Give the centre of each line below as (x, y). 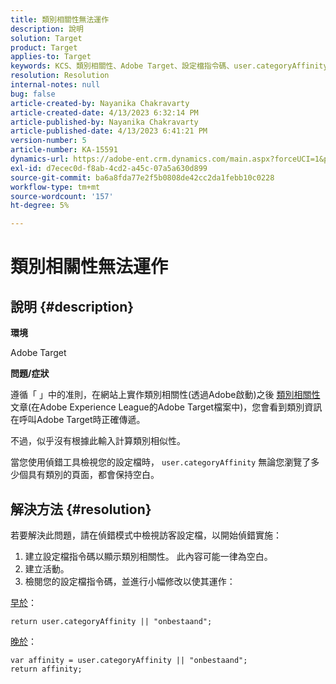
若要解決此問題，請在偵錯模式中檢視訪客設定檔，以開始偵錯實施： (146, 535)
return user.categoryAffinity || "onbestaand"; (111, 621)
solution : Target (46, 38)
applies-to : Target (51, 57)
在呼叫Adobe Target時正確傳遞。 (78, 420)
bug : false (33, 94)
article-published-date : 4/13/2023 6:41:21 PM (109, 131)
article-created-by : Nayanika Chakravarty (100, 103)
